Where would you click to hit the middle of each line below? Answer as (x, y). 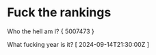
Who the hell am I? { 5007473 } (51, 31)
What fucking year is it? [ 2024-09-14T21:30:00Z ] (78, 44)
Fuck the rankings (59, 13)
